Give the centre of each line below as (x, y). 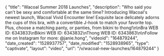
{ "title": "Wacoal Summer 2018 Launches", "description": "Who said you (78, 7)
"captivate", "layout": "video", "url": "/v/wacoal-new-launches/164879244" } (82, 48)
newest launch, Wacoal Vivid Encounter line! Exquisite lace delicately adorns (82, 17)
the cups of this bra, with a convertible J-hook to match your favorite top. (79, 22)
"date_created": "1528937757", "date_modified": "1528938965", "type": (77, 43)
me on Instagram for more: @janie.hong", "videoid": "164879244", (72, 38)
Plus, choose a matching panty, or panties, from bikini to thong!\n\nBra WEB (82, 28)
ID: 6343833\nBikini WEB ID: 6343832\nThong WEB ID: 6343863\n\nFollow (82, 33)
